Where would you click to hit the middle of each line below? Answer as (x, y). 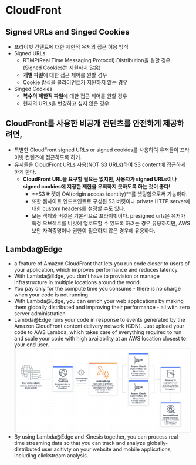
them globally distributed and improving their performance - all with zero (102, 307)
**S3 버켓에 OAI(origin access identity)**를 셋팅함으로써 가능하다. (110, 194)
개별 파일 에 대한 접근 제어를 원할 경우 (65, 75)
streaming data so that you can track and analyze (86, 443)
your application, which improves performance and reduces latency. (97, 269)
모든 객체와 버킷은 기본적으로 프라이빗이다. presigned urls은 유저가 (108, 215)
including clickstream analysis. (51, 455)
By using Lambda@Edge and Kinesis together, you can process (91, 437)
